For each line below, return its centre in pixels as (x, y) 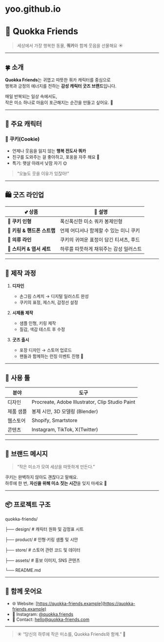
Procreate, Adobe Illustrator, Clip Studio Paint (83, 402)
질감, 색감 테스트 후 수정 (42, 330)
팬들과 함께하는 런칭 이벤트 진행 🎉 (51, 357)
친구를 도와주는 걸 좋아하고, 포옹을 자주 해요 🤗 (56, 157)
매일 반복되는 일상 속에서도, (31, 96)
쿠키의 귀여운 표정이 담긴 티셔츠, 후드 (100, 240)
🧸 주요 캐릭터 (24, 124)
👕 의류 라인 (20, 240)
